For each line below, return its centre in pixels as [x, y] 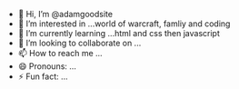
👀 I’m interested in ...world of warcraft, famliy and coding [124, 24]
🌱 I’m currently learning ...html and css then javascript [119, 33]
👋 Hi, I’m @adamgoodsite [65, 14]
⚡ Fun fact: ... [43, 76]
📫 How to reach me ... [60, 53]
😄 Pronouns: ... [47, 66]
